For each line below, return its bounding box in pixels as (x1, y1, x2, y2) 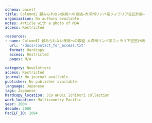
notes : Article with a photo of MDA (5, 20, 79, 26)
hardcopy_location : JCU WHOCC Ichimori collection (5, 93, 110, 98)
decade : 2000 (5, 106, 32, 111)
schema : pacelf (5, 7, 36, 12)
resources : (5, 34, 27, 39)
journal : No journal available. (5, 75, 70, 80)
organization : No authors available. (5, 16, 82, 21)
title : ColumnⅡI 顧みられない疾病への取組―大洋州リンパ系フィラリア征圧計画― (5, 12, 145, 17)
